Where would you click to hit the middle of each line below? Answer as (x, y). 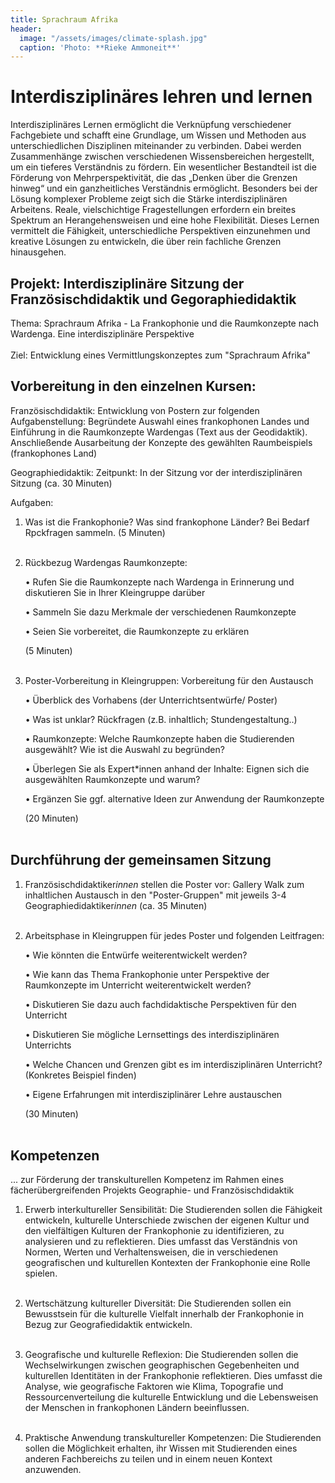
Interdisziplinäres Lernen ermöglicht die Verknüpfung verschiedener (151, 125)
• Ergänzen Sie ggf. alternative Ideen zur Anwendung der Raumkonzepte (174, 798)
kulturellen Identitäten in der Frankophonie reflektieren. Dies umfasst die (173, 1376)
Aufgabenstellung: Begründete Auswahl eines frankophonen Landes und (160, 421)
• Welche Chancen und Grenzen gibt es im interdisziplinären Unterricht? (173, 1064)
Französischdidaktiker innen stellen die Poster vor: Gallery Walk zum (164, 884)
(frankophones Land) (54, 453)
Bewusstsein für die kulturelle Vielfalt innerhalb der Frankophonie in (164, 1314)
